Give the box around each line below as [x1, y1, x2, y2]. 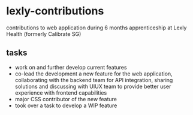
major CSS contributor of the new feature [14, 95, 117, 102]
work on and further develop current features [14, 63, 127, 71]
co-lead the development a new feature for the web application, [14, 70, 173, 77]
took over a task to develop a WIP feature [14, 102, 117, 109]
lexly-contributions [6, 4, 104, 18]
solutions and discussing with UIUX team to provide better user [14, 83, 171, 90]
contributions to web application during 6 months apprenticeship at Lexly [6, 24, 187, 31]
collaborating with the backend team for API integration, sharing [14, 76, 173, 83]
